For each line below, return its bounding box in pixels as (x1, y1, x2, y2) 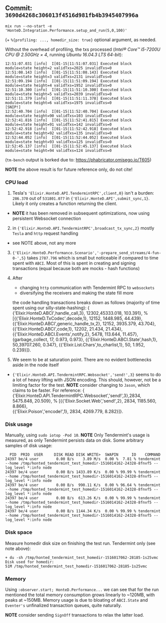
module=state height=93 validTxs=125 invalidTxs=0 (5, 139, 112, 144)
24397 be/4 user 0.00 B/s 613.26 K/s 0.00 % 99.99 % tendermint (5, 496, 161, 501)
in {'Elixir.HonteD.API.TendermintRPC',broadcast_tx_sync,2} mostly (12, 225, 155, 231)
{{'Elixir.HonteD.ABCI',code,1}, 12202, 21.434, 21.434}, (12, 326, 123, 332)
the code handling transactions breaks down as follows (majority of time (12, 300, 160, 306)
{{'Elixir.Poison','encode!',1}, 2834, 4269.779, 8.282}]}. (12, 409, 123, 415)
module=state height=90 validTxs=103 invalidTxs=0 (5, 113, 112, 118)
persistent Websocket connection (12, 215, 81, 221)
